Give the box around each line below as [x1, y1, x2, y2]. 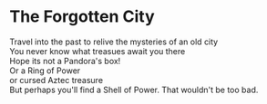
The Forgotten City [9, 6, 155, 27]
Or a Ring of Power [9, 65, 81, 76]
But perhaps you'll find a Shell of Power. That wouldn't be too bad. [9, 84, 259, 95]
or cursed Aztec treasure [9, 74, 103, 85]
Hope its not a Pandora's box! [9, 55, 121, 66]
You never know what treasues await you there [9, 45, 186, 56]
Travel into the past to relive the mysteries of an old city [9, 36, 219, 47]
